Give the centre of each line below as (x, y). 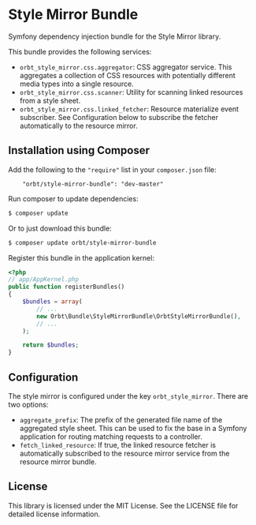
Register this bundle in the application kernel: (82, 257)
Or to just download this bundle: (60, 228)
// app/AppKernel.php (44, 279)
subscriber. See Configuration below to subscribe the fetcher (119, 117)
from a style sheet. (50, 100)
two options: (28, 404)
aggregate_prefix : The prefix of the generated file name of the (121, 419)
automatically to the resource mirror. (78, 126)
